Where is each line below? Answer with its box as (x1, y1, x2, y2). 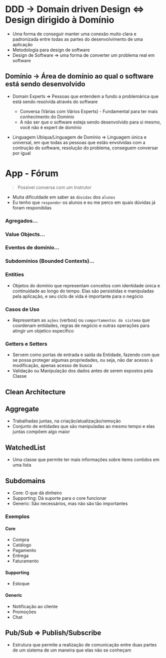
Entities (5, 271, 24, 278)
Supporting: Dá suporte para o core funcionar (12, 495, 106, 501)
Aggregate (5, 405, 39, 413)
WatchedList (5, 443, 46, 452)
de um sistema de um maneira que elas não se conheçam (12, 647, 131, 653)
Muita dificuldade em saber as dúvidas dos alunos (12, 194, 115, 200)
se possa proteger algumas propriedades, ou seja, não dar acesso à (12, 357, 153, 363)
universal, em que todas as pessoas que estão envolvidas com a (12, 139, 146, 145)
